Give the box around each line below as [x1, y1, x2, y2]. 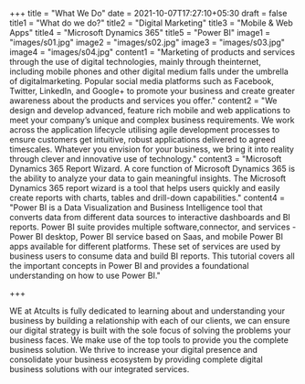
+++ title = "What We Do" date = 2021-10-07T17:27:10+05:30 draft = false [9, 8, 288, 18]
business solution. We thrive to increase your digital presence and [9, 345, 258, 355]
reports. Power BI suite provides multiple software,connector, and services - [9, 221, 297, 232]
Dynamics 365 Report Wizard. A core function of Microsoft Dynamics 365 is [9, 164, 295, 174]
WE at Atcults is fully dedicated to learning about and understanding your [9, 305, 286, 316]
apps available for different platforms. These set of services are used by [9, 241, 281, 251]
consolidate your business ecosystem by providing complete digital [9, 354, 263, 365]
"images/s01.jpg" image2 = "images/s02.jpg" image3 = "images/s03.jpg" [9, 37, 286, 48]
